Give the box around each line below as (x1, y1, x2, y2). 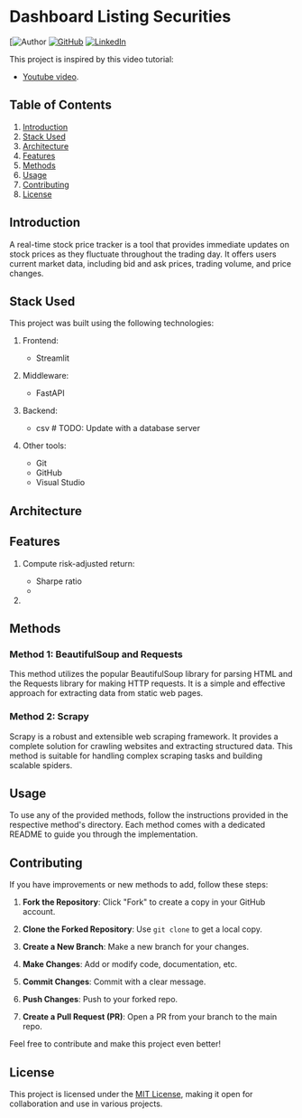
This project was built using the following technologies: (9, 318, 215, 329)
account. (22, 907, 56, 917)
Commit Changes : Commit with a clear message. (22, 976, 206, 987)
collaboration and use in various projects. (9, 1098, 163, 1109)
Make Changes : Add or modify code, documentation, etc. (22, 959, 238, 970)
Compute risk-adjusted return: (22, 558, 135, 568)
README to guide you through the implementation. (9, 829, 198, 840)
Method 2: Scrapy (9, 710, 90, 723)
